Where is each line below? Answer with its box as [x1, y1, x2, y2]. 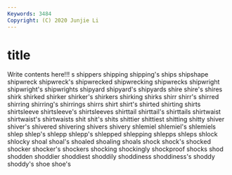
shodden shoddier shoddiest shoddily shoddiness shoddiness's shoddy [7, 153, 216, 161]
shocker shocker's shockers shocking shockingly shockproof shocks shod [7, 145, 224, 153]
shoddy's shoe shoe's [7, 160, 72, 169]
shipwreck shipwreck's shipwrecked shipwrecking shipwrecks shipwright [7, 78, 220, 86]
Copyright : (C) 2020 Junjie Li [7, 17, 99, 24]
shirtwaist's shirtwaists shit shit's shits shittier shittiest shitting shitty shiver [7, 115, 225, 124]
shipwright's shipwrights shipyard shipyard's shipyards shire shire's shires [7, 85, 223, 93]
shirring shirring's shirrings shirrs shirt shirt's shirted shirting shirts [7, 100, 201, 109]
